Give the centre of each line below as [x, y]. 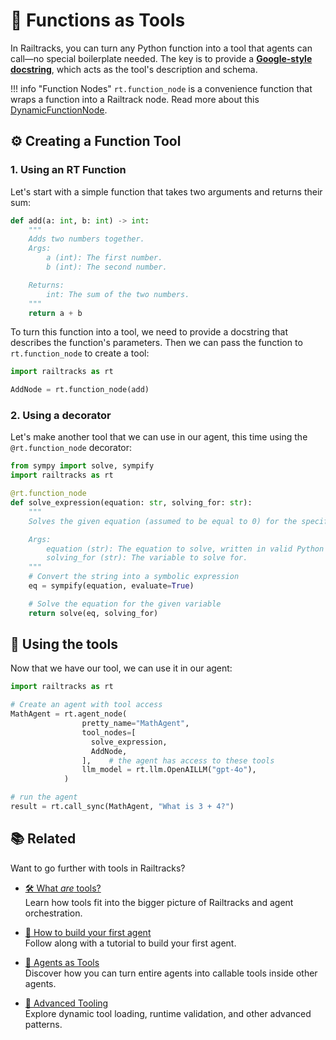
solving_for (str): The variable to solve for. [147, 558]
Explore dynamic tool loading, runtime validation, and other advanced [168, 1013]
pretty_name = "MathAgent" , [135, 724]
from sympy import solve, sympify [82, 466]
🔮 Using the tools [64, 644]
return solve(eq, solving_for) [93, 613]
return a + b [55, 313]
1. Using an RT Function [68, 170]
